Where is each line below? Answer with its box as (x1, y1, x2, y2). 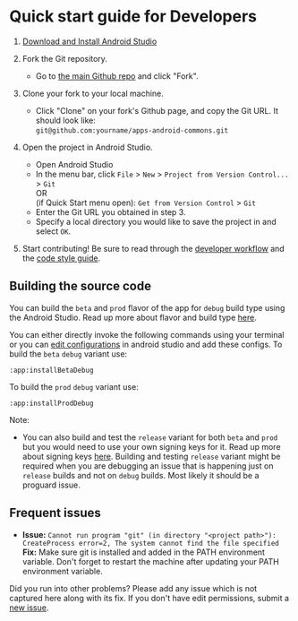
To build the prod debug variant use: (9, 381, 139, 392)
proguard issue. (21, 479, 81, 490)
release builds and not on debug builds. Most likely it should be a (21, 470, 260, 480)
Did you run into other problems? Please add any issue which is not (9, 582, 258, 593)
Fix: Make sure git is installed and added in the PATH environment (21, 547, 266, 557)
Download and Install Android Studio (21, 36, 158, 47)
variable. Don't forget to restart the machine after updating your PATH (21, 556, 279, 566)
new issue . (9, 602, 49, 613)
